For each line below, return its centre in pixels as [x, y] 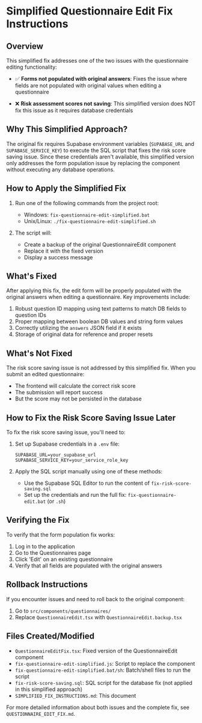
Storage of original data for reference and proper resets [84, 334]
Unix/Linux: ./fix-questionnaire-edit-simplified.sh [90, 221]
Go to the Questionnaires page [53, 552]
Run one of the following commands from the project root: [87, 203]
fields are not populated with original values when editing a [88, 85]
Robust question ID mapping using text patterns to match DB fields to [101, 309]
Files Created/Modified [50, 636]
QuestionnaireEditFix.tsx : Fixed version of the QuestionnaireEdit [96, 651]
